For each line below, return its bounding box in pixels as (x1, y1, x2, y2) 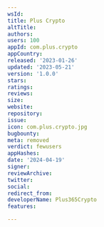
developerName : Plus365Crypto (7, 196, 98, 203)
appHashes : (7, 150, 40, 157)
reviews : (7, 90, 33, 97)
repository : (7, 110, 43, 117)
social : (7, 183, 31, 190)
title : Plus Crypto (7, 17, 66, 24)
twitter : (7, 176, 33, 183)
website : (7, 104, 33, 111)
